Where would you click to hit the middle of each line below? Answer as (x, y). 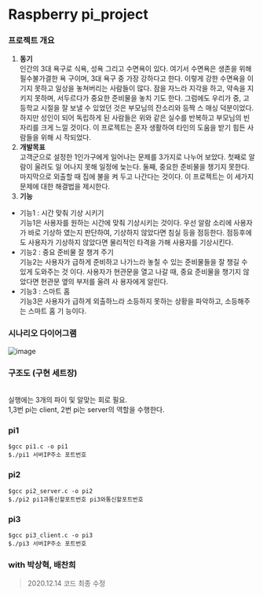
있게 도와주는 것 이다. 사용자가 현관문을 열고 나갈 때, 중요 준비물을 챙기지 (130, 272)
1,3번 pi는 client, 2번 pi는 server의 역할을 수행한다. (86, 410)
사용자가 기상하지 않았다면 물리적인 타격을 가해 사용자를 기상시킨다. (131, 243)
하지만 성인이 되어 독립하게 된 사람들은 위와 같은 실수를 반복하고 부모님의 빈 (135, 118)
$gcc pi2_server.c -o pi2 (50, 491)
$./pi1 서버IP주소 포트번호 (47, 455)
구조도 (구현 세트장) (43, 373)
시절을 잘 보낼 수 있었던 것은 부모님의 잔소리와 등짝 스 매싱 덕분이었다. (147, 108)
